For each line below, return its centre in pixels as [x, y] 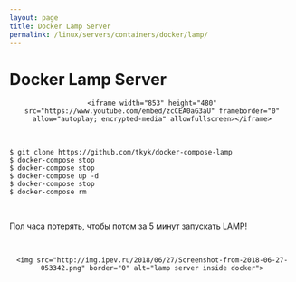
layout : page [34, 18]
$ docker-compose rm [48, 192]
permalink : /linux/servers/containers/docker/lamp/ [109, 34]
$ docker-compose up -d [54, 176]
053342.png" [63, 268]
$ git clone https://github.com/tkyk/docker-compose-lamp [121, 153]
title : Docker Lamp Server [60, 26]
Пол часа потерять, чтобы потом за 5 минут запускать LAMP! [129, 226]
